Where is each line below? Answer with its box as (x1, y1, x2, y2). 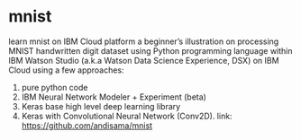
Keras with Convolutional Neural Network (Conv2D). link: (21, 110, 233, 121)
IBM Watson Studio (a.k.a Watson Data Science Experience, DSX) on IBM (8, 55, 280, 66)
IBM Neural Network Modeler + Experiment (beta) (21, 92, 206, 102)
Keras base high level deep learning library (21, 101, 181, 111)
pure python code (21, 82, 88, 92)
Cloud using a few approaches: (8, 65, 124, 75)
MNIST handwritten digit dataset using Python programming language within (8, 45, 294, 56)
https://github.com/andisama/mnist (21, 119, 153, 131)
